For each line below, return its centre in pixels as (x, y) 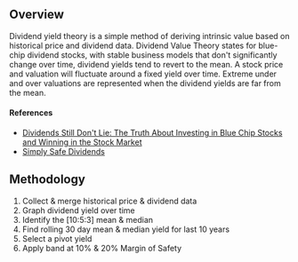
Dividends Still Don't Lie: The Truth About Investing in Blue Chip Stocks (152, 133)
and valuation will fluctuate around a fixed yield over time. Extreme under (143, 74)
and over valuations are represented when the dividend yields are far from (145, 83)
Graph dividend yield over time (78, 210)
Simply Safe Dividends (63, 152)
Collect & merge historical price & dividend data (109, 201)
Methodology (48, 180)
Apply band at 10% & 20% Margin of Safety (102, 248)
